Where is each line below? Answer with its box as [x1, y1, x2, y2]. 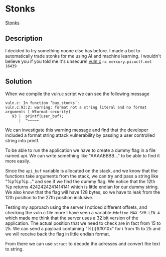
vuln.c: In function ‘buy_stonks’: [5, 100, 80, 106]
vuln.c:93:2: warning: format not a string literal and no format [5, 105, 147, 110]
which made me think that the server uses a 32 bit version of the [5, 215, 139, 221]
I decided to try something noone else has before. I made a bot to [5, 47, 140, 53]
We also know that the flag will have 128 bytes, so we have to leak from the [5, 189, 160, 195]
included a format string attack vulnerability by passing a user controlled [5, 132, 155, 138]
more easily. [5, 158, 31, 164]
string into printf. [5, 137, 40, 143]
